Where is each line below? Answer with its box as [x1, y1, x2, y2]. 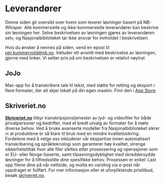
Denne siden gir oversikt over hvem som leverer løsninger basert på [5, 19, 142, 25]
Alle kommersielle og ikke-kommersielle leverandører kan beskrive [24, 24, 159, 30]
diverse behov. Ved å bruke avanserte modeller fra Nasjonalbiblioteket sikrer [5, 125, 160, 131]
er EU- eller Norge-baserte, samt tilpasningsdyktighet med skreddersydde [5, 151, 156, 157]
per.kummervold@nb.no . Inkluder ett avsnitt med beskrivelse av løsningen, [5, 50, 157, 56]
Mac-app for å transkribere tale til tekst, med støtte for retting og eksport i [5, 82, 155, 88]
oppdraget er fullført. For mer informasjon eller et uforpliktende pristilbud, [5, 167, 154, 173]
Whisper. [5, 24, 24, 30]
